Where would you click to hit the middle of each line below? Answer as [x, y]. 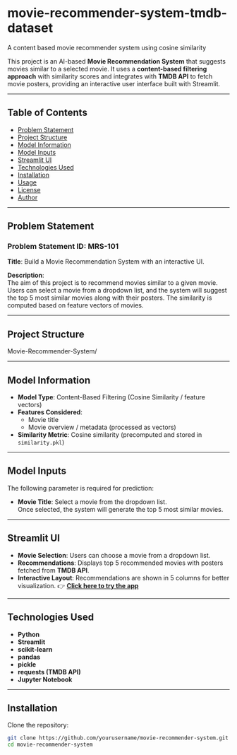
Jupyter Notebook [45, 679]
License [29, 189]
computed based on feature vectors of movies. [75, 305]
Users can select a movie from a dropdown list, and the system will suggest [117, 291]
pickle [27, 664]
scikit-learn [35, 649]
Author [28, 197]
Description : [26, 275]
